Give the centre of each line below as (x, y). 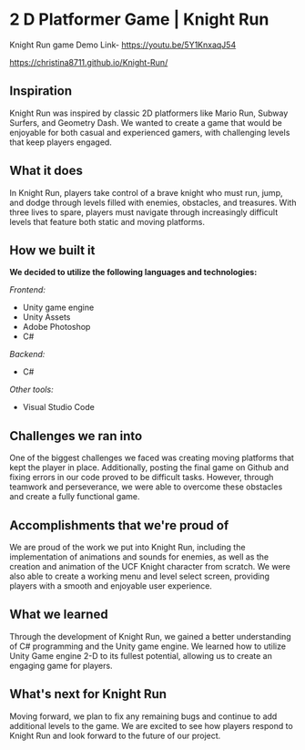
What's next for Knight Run (88, 694)
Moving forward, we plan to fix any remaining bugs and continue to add (143, 716)
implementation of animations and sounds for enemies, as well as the (139, 557)
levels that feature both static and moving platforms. (107, 221)
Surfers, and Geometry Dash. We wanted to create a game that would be (146, 122)
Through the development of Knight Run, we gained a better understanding (150, 636)
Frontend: (27, 290)
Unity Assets (46, 317)
